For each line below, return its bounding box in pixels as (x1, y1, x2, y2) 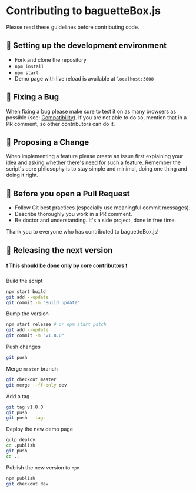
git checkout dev (6, 481, 49, 487)
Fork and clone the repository (14, 56, 87, 63)
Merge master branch (6, 365, 58, 372)
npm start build (6, 288, 46, 295)
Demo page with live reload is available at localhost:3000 (14, 75, 154, 82)
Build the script (6, 277, 43, 284)
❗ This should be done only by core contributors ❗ (6, 262, 128, 269)
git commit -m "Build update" (6, 299, 81, 305)
